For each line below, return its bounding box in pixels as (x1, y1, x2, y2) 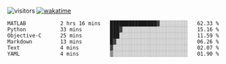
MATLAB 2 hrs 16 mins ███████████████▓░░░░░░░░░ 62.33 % (7, 20, 219, 27)
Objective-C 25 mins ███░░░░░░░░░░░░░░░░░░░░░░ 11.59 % (7, 32, 219, 39)
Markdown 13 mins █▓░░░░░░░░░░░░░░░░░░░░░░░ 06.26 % (7, 38, 219, 45)
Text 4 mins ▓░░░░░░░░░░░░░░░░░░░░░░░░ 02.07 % (7, 45, 219, 51)
